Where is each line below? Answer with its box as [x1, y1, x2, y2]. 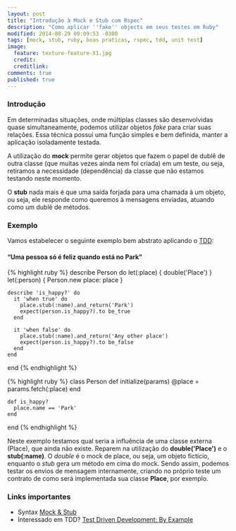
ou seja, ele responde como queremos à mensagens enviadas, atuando [7, 195, 215, 203]
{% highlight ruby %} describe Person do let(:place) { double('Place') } [7, 268, 213, 277]
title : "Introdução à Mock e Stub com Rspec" [7, 17, 143, 24]
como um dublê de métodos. [7, 203, 91, 211]
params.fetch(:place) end [7, 385, 81, 393]
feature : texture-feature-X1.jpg [13, 50, 112, 57]
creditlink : [13, 63, 49, 70]
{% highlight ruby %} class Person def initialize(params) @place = [7, 377, 199, 386]
